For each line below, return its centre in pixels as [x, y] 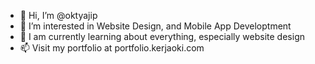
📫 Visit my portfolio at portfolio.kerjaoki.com [112, 48]
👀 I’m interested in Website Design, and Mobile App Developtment [155, 26]
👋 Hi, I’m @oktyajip [58, 15]
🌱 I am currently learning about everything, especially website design [162, 36]
